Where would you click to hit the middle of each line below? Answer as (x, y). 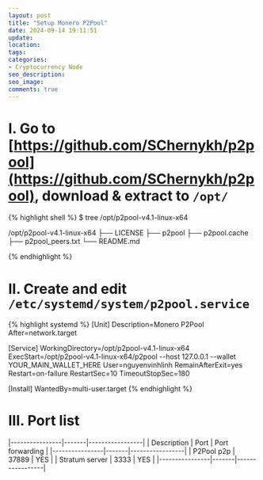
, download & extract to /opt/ (131, 196)
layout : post (30, 15)
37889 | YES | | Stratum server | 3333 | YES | (82, 459)
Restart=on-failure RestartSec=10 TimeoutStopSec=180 (99, 374)
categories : (28, 60)
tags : (17, 52)
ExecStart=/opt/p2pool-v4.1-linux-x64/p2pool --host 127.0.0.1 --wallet (122, 356)
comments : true (33, 89)
